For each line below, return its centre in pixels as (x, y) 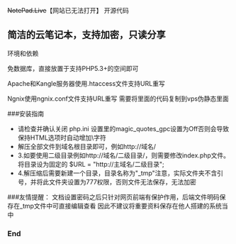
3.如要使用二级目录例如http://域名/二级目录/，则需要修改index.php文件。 (124, 155)
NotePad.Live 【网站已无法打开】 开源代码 (68, 10)
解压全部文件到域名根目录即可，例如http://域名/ (86, 146)
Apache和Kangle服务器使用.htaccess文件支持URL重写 (86, 83)
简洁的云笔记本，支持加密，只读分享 (86, 35)
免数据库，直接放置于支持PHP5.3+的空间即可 (73, 68)
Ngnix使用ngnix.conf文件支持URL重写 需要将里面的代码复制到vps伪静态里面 (118, 99)
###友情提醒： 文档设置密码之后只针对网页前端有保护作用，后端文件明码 (113, 196)
